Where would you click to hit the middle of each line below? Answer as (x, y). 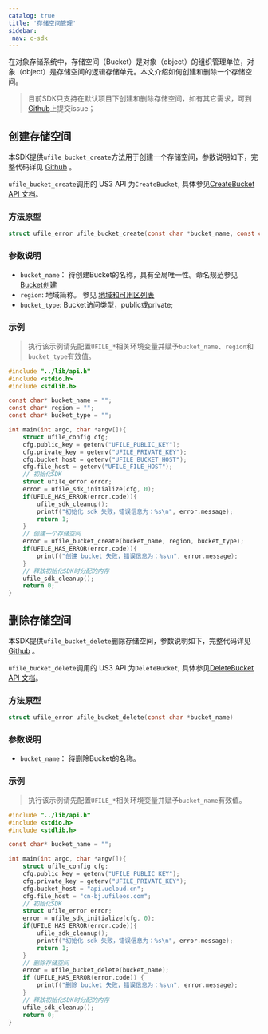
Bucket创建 (38, 284)
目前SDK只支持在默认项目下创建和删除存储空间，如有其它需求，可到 (140, 99)
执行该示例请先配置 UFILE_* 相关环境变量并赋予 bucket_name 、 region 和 (140, 346)
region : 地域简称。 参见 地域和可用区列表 (87, 294)
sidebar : (23, 30)
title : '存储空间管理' (42, 23)
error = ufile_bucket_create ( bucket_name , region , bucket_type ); (134, 541)
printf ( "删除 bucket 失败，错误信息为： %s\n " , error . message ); (138, 985)
